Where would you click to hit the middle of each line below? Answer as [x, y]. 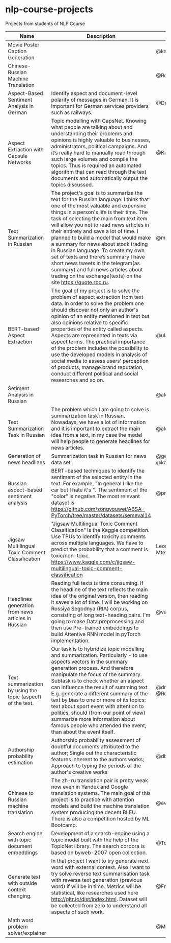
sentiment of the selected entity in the [96, 477]
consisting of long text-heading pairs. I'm [101, 615]
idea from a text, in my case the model [97, 435]
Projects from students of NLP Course [45, 23]
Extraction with [26, 149]
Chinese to [21, 793]
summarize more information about [93, 719]
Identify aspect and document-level [94, 93]
